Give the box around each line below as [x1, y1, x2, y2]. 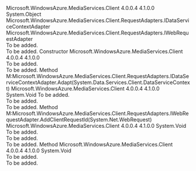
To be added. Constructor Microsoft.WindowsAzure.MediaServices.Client [6, 48, 183, 55]
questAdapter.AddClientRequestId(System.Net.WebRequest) [6, 116, 152, 123]
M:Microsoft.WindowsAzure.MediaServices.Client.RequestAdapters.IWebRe [6, 110, 189, 117]
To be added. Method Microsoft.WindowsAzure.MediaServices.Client [6, 141, 173, 148]
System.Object [6, 11, 42, 18]
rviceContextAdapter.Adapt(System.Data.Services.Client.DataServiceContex [6, 79, 190, 86]
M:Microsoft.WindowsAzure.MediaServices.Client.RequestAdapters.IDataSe [6, 73, 190, 79]
